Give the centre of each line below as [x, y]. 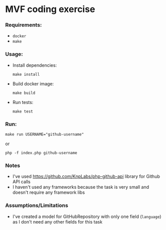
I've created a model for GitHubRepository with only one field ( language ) [87, 216]
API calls [22, 182]
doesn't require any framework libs [49, 192]
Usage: [14, 54]
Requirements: [24, 25]
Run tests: [23, 102]
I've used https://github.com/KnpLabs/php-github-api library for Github [86, 176]
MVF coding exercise [50, 9]
